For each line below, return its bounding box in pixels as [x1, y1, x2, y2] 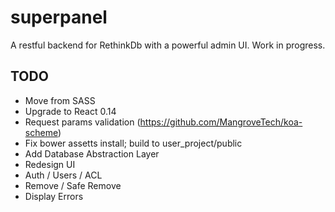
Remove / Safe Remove [24, 179, 122, 191]
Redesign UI [24, 158, 76, 170]
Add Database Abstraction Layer [24, 147, 160, 160]
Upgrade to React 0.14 [24, 105, 117, 117]
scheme [24, 126, 58, 138]
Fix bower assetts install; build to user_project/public [24, 137, 243, 149]
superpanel [10, 6, 108, 29]
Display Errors [24, 190, 84, 202]
